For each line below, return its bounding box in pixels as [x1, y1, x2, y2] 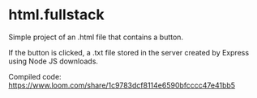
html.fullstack [8, 6, 105, 24]
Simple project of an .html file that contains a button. [8, 32, 184, 42]
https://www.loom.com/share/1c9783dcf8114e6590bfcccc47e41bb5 [8, 80, 236, 90]
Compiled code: [8, 71, 62, 81]
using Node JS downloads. [8, 56, 99, 66]
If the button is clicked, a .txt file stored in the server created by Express [8, 47, 250, 57]
